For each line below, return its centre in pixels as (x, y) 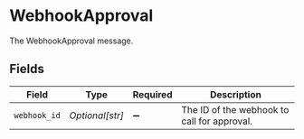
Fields (27, 69)
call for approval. (217, 121)
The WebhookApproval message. (71, 41)
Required (152, 94)
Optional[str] (96, 116)
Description (236, 94)
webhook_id (37, 115)
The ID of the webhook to (235, 109)
